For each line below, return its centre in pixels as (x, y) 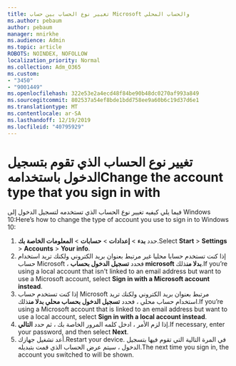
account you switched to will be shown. (76, 355)
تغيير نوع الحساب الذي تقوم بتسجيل (100, 162)
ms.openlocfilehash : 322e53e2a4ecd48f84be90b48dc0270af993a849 (103, 93)
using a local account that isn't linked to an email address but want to (119, 271)
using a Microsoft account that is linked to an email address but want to (123, 309)
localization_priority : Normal (54, 61)
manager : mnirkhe (33, 34)
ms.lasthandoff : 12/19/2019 (49, 120)
